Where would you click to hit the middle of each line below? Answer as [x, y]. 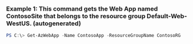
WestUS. [19, 23]
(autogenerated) [57, 23]
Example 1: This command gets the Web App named [82, 9]
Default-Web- [167, 16]
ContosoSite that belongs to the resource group [76, 16]
